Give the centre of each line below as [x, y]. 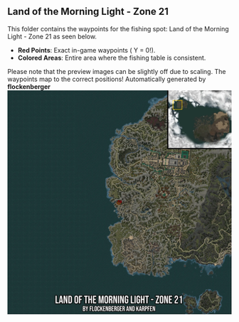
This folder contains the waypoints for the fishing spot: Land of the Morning [118, 28]
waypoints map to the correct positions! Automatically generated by [107, 79]
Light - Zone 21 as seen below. [52, 36]
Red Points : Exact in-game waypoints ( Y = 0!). [86, 50]
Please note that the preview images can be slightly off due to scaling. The [117, 71]
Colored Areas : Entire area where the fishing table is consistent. [112, 58]
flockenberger [29, 86]
